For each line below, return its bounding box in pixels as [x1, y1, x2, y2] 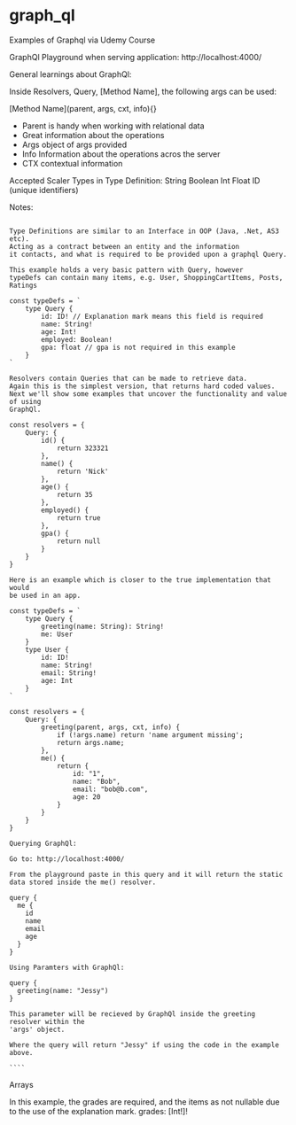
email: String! [41, 668, 97, 678]
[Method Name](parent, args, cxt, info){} [9, 103, 157, 113]
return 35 [56, 490, 93, 499]
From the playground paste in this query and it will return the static [9, 870, 284, 879]
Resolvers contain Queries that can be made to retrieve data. [9, 374, 248, 383]
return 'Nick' [56, 467, 109, 476]
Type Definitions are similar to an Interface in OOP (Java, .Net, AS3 [9, 227, 279, 236]
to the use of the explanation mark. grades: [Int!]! [9, 1106, 188, 1116]
